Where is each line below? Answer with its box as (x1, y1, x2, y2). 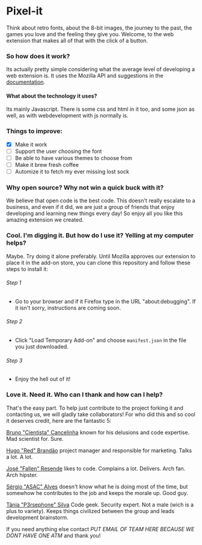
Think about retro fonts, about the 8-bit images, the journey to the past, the (6, 24, 192, 31)
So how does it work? (6, 52, 70, 60)
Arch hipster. (6, 471, 38, 478)
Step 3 (6, 357, 23, 364)
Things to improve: (6, 127, 63, 135)
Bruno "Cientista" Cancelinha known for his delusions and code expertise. (6, 429, 190, 436)
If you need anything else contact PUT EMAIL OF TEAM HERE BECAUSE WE (6, 525, 195, 532)
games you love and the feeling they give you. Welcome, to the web (6, 30, 174, 37)
